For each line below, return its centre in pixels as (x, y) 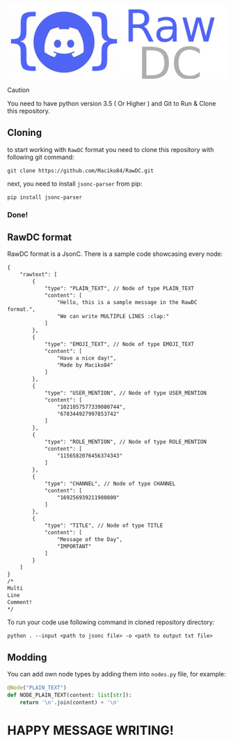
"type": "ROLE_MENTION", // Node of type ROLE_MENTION (126, 442)
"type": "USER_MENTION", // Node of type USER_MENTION (126, 393)
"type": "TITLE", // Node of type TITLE (104, 526)
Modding (27, 657)
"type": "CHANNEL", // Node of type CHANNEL (110, 484)
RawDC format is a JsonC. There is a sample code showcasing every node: (115, 254)
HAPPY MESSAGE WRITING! (90, 730)
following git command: (41, 157)
